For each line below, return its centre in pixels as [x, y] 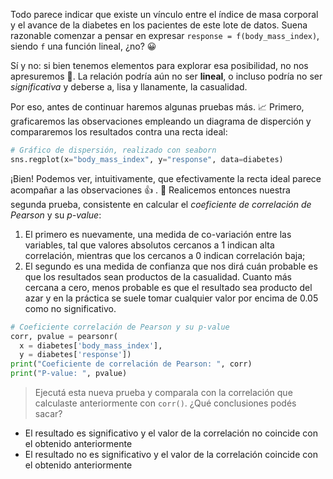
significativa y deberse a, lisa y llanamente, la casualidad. [129, 87]
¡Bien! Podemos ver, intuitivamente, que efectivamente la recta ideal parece [166, 178]
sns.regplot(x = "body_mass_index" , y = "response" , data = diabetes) [147, 159]
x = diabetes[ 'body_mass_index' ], [91, 345]
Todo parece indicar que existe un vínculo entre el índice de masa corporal [164, 14]
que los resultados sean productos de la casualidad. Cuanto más [158, 276]
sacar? [48, 413]
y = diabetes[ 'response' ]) [75, 355]
